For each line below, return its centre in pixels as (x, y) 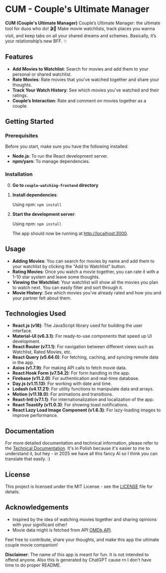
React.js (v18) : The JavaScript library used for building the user (77, 326)
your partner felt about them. (42, 298)
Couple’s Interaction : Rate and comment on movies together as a (79, 100)
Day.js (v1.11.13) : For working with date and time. (62, 383)
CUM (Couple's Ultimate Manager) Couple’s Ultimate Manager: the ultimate (83, 23)
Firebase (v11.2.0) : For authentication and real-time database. (76, 379)
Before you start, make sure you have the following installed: (67, 146)
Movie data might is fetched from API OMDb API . (62, 530)
